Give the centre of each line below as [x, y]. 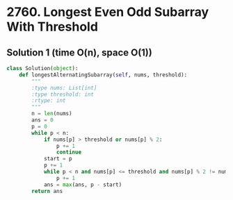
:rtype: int [49, 101]
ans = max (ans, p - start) [83, 185]
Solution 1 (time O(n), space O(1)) [79, 52]
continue [69, 152]
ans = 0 [42, 120]
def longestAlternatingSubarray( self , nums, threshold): [103, 75]
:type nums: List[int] [64, 87]
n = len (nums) [52, 114]
